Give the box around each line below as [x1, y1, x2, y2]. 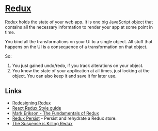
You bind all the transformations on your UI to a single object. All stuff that [5, 38, 153, 44]
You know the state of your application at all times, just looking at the [12, 67, 150, 73]
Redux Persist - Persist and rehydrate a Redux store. [12, 115, 117, 121]
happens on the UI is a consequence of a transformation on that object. [5, 44, 148, 49]
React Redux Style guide [12, 105, 62, 111]
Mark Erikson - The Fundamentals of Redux [12, 110, 99, 116]
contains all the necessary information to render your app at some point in [5, 24, 153, 30]
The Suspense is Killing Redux [12, 120, 73, 126]
